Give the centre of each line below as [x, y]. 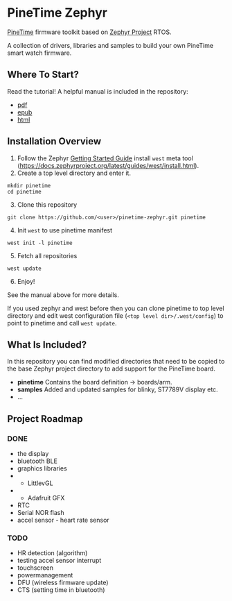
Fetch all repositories [47, 255]
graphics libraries [42, 468]
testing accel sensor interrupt [59, 561]
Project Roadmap [45, 419]
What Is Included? [47, 345]
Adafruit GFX [46, 498]
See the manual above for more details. [63, 295]
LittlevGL [40, 483]
